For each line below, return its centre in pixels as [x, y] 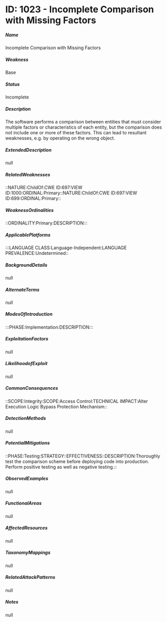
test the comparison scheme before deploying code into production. [77, 461]
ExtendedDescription [28, 150]
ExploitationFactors [27, 339]
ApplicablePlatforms [28, 235]
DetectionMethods [26, 418]
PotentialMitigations [28, 443]
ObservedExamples [27, 478]
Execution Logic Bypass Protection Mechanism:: [56, 407]
